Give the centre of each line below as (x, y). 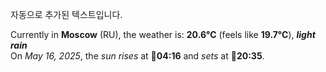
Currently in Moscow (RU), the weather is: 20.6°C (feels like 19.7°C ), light (163, 34)
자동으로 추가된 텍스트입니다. (66, 14)
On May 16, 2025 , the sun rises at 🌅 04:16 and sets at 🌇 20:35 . (137, 56)
